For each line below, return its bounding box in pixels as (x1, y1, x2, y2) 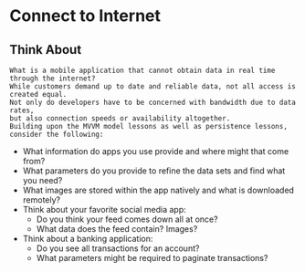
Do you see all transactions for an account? (36, 243, 200, 254)
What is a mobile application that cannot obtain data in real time (9, 66, 276, 75)
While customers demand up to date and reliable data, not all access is (9, 82, 297, 91)
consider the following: (9, 130, 104, 139)
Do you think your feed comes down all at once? (36, 214, 218, 225)
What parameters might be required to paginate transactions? (36, 253, 268, 263)
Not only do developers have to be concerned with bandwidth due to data (9, 98, 297, 107)
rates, (9, 106, 35, 115)
